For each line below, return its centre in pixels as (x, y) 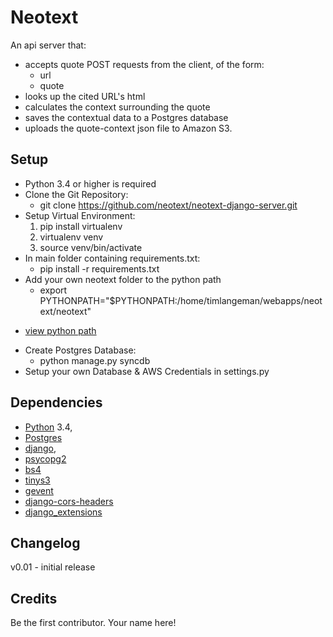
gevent (39, 490)
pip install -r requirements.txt (99, 268)
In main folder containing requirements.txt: (112, 258)
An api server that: (48, 45)
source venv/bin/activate (91, 247)
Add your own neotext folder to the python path (123, 279)
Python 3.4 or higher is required (90, 183)
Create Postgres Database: (80, 350)
